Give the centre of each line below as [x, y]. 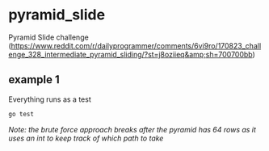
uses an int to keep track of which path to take [86, 138]
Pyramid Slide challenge [48, 37]
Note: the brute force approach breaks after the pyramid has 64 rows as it [132, 129]
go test [21, 114]
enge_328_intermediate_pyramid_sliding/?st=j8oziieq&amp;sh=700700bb [130, 54]
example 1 [34, 80]
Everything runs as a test [50, 99]
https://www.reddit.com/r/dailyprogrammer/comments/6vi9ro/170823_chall [136, 45]
